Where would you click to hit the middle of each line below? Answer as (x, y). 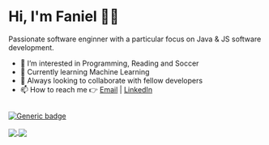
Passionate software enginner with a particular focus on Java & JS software (135, 39)
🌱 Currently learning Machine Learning (85, 71)
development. (31, 47)
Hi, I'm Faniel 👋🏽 (64, 17)
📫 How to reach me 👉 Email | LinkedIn (86, 89)
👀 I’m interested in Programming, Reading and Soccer (109, 63)
